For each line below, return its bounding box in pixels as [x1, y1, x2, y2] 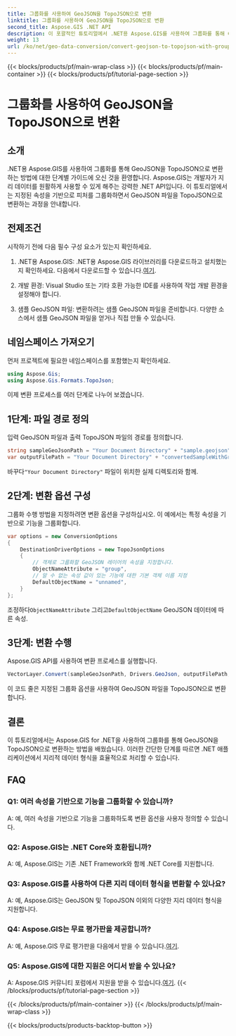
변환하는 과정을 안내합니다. [7, 200, 81, 208]
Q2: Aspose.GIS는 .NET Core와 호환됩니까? [7, 842, 152, 852]
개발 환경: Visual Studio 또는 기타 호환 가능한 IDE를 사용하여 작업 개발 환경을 [17, 281, 228, 289]
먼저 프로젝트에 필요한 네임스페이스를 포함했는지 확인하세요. [7, 356, 171, 365]
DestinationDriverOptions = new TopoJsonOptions [20, 546, 165, 553]
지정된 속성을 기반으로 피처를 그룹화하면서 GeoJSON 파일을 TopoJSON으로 [14, 191, 223, 199]
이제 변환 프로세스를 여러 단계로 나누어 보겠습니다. [7, 390, 145, 399]
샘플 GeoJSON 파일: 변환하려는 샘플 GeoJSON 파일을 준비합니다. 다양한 [17, 304, 218, 313]
